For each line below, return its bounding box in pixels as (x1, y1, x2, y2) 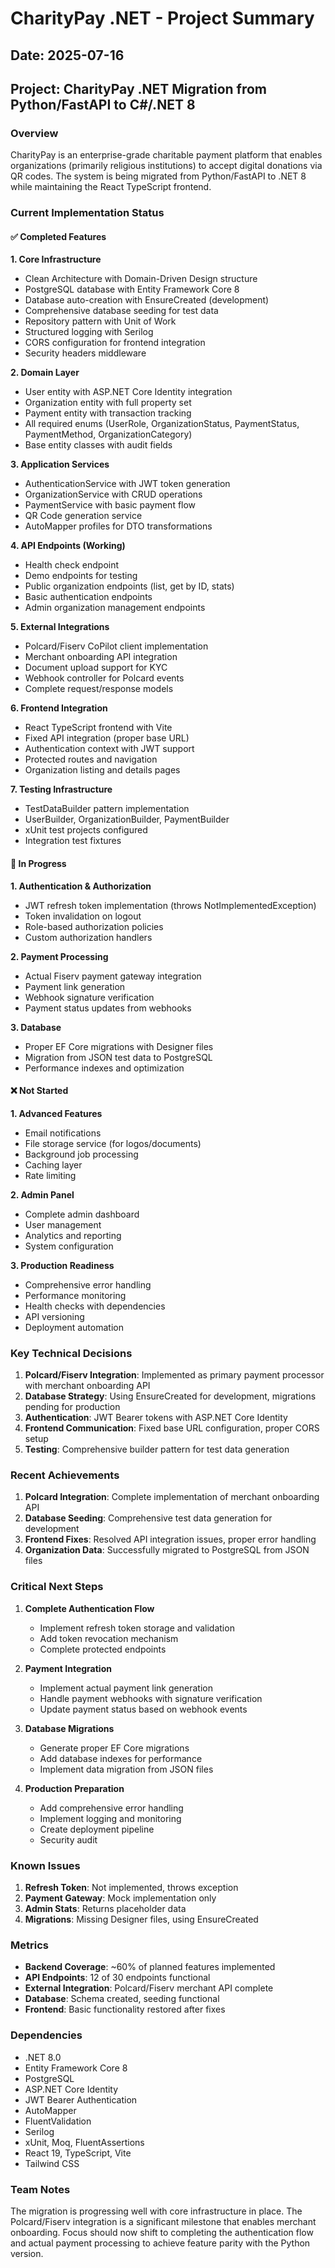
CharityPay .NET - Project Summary (10, 7, 315, 30)
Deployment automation (24, 1321, 124, 1333)
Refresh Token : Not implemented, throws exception (24, 1881, 239, 1893)
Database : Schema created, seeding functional (24, 1993, 220, 2005)
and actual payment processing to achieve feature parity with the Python (10, 2237, 311, 2249)
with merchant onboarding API (24, 1380, 151, 1392)
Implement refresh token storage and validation (39, 1622, 235, 1634)
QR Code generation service (24, 510, 143, 522)
